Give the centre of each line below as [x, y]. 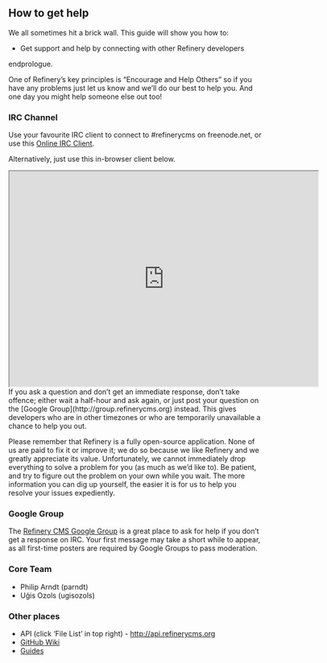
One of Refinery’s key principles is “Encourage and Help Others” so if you [130, 79]
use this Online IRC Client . [52, 143]
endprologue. [31, 64]
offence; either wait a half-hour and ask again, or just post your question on [134, 401]
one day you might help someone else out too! [85, 97]
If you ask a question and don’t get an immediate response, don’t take [124, 392]
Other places [34, 616]
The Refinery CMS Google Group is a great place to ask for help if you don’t [134, 531]
